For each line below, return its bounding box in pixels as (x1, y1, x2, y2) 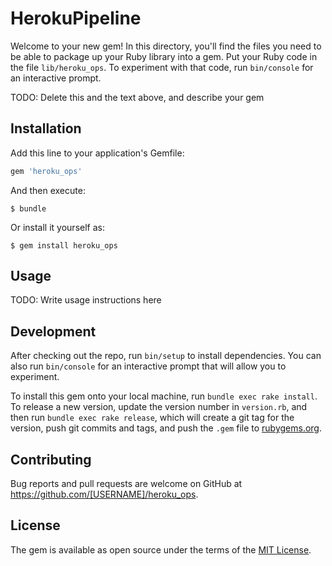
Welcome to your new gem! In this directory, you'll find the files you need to (10, 40, 322, 52)
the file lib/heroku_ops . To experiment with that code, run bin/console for (10, 61, 314, 73)
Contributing (10, 451, 92, 468)
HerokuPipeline (10, 7, 142, 30)
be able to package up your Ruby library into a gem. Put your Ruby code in (10, 50, 318, 62)
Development (10, 323, 97, 340)
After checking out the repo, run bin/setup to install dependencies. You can (10, 350, 322, 362)
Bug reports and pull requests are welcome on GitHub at (10, 478, 243, 490)
